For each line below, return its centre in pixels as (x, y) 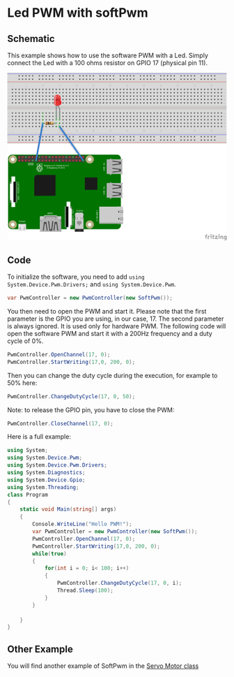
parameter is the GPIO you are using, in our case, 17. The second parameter (116, 319)
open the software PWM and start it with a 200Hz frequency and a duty (110, 333)
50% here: (22, 383)
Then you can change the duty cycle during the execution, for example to (112, 375)
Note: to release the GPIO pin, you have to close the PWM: (91, 409)
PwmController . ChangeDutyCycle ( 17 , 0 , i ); (119, 583)
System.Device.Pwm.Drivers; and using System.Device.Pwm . (92, 284)
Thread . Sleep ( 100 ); (85, 591)
